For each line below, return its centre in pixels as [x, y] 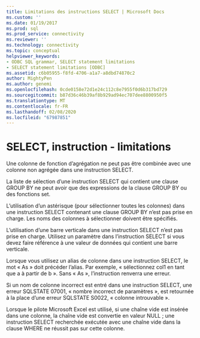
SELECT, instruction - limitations [89, 147]
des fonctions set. [28, 194]
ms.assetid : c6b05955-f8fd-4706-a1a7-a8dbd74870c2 [71, 73]
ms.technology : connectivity [43, 45]
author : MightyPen [29, 78]
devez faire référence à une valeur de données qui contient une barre [92, 243]
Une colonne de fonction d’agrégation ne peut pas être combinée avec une [99, 164]
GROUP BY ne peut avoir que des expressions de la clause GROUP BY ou [97, 188]
